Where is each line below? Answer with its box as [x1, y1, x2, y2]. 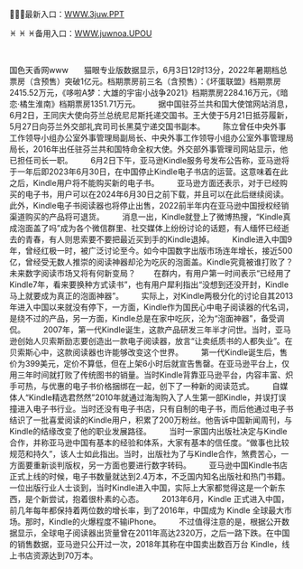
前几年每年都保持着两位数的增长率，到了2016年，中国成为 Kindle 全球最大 [9, 505, 285, 516]
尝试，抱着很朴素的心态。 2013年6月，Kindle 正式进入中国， [48, 494, 289, 504]
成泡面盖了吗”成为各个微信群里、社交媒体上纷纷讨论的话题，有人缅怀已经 [9, 223, 282, 233]
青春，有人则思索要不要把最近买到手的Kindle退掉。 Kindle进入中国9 [24, 234, 293, 245]
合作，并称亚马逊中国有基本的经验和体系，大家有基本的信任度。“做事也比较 [9, 437, 290, 448]
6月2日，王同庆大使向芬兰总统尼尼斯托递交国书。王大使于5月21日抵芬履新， [9, 110, 293, 120]
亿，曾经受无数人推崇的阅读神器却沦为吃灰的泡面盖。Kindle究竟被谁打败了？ [9, 257, 294, 267]
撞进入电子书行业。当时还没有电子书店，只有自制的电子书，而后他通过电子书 [9, 404, 294, 414]
